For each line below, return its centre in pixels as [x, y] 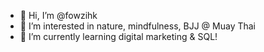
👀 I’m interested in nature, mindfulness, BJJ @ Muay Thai [137, 26]
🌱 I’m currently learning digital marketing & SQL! [118, 36]
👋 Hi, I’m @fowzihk [58, 15]
